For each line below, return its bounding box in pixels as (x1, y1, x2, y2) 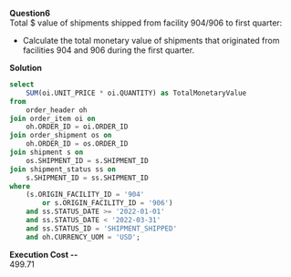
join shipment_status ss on (9, 164, 117, 174)
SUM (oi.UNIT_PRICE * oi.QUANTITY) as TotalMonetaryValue (26, 88, 247, 97)
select (9, 80, 35, 89)
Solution (9, 63, 43, 73)
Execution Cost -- (9, 249, 78, 260)
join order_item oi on (9, 114, 96, 123)
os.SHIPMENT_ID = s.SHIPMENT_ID (26, 156, 149, 165)
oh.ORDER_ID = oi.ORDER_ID (26, 122, 129, 131)
